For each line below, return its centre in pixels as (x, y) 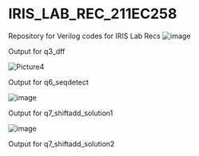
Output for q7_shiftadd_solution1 (61, 113)
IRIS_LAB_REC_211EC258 (93, 14)
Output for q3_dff (37, 51)
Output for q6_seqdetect (49, 82)
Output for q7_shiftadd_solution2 (62, 143)
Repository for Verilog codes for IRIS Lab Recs (85, 36)
